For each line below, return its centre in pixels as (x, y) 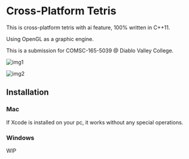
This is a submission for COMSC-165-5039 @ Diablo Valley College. (90, 50)
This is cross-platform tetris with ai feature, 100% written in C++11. (88, 27)
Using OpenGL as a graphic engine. (50, 39)
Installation (28, 93)
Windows (20, 138)
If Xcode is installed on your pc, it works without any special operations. (95, 122)
